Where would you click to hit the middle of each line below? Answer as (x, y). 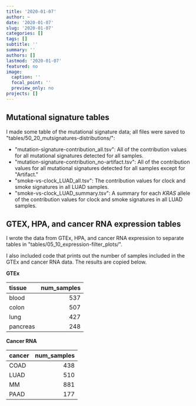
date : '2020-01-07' (30, 22)
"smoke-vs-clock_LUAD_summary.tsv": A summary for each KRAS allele (102, 193)
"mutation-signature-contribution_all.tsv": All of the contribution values (101, 149)
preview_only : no (33, 88)
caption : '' (26, 77)
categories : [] (25, 34)
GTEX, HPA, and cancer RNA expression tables (94, 224)
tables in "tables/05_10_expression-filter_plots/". (64, 244)
